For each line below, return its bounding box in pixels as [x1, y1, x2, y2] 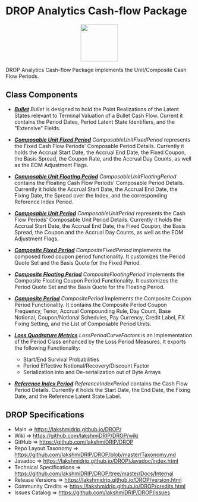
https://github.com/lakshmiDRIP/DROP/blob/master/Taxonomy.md [14, 451, 177, 458]
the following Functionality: [14, 344, 81, 352]
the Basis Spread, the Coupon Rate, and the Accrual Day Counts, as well [14, 155, 191, 162]
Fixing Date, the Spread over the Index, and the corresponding [14, 192, 168, 199]
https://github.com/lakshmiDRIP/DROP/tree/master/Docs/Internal [14, 470, 174, 477]
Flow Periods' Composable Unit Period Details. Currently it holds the [14, 216, 182, 223]
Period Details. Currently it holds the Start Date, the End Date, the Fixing [14, 386, 191, 393]
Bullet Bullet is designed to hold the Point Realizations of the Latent [14, 105, 180, 112]
